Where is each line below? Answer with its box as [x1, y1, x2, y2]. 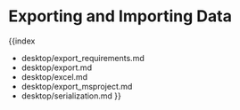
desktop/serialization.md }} [21, 90, 122, 101]
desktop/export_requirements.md [21, 52, 145, 63]
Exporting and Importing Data [8, 6, 233, 27]
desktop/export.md [21, 62, 93, 73]
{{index [8, 35, 36, 46]
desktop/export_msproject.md [21, 81, 133, 91]
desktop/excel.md [21, 71, 88, 82]
